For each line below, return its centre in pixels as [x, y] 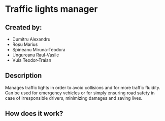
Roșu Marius [25, 44]
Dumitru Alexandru [31, 39]
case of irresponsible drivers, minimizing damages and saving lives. [74, 98]
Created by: [24, 27]
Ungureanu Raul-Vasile [35, 55]
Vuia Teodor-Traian [32, 60]
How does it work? [34, 114]
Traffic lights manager [51, 9]
